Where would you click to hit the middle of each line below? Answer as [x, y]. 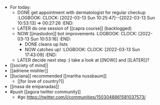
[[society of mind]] [29, 65]
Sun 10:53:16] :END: [51, 39]
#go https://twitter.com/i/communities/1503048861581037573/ [81, 97]
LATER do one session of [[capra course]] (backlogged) [75, 28]
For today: [20, 7]
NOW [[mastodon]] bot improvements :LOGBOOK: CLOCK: [77, 34]
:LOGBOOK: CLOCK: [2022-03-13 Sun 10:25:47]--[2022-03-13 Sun [86, 18]
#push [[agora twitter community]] [45, 92]
